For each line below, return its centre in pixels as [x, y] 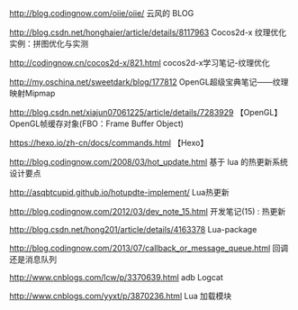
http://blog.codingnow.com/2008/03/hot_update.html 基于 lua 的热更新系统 [149, 162]
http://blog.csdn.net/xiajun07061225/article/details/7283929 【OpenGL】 [146, 112]
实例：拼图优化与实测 [49, 44]
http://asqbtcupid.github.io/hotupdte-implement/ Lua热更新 [119, 192]
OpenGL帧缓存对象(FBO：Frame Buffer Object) [97, 123]
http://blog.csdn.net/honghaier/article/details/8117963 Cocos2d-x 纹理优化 [148, 32]
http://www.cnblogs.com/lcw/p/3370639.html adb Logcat [116, 277]
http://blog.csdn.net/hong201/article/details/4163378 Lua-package [133, 229]
